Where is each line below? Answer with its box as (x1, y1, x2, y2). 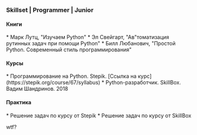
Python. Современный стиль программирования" (6, 46, 132, 53)
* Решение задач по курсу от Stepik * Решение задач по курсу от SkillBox (6, 112, 192, 119)
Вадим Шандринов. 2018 (6, 85, 68, 93)
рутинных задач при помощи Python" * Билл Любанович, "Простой (6, 40, 176, 47)
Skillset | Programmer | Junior (6, 6, 94, 14)
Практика (6, 98, 31, 106)
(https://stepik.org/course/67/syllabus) (6, 79, 100, 86)
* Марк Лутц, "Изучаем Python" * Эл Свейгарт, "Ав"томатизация (6, 34, 169, 41)
